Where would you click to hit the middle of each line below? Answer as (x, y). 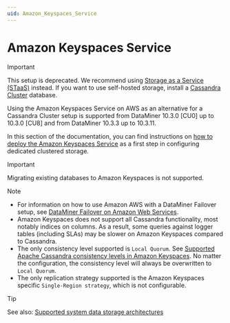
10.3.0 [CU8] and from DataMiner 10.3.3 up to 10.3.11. (82, 123)
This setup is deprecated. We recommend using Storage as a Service (106, 80)
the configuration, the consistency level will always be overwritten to (114, 263)
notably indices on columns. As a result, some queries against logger (115, 226)
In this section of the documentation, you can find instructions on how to (110, 136)
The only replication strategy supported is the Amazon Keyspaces (111, 277)
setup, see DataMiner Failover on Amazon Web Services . (98, 212)
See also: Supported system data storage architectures (85, 312)
